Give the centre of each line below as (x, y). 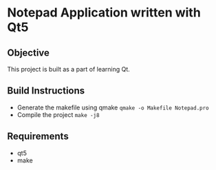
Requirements (38, 137)
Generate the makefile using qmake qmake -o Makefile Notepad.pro (113, 107)
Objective (29, 53)
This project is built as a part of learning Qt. (69, 69)
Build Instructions (46, 91)
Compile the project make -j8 (58, 114)
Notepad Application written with (104, 13)
